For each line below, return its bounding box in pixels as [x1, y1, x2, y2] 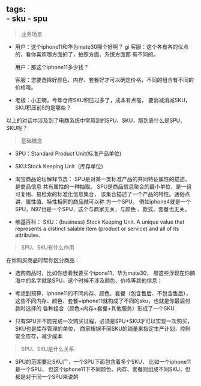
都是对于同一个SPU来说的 [14, 373, 79, 380]
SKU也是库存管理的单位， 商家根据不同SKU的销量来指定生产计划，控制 [14, 325, 191, 332]
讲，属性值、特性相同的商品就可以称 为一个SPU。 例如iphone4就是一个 [14, 198, 191, 205]
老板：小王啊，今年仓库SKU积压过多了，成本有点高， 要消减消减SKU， [14, 96, 191, 103]
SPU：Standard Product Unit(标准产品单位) [14, 150, 122, 157]
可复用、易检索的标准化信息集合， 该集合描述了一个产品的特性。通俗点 [14, 190, 190, 197]
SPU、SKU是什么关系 [20, 345, 74, 352]
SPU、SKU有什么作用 [20, 244, 74, 251]
